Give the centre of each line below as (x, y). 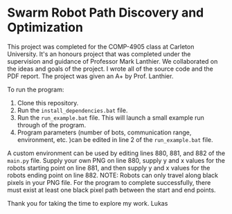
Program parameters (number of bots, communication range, (104, 132)
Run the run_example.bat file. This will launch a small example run (110, 117)
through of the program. (52, 125)
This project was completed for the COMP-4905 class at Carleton (101, 46)
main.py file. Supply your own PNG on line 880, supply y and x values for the (116, 160)
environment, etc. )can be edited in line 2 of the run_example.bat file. (115, 139)
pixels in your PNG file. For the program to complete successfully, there (109, 182)
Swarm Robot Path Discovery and (106, 13)
